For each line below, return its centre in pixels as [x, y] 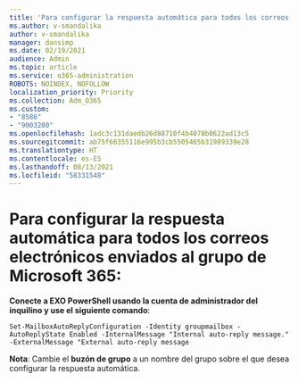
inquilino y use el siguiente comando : [80, 311]
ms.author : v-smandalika [55, 26]
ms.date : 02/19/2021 [48, 51]
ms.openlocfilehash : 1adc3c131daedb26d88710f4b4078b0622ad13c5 [129, 134]
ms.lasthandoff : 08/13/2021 [62, 167]
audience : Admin [39, 59]
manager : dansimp [41, 42]
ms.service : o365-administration [71, 76]
